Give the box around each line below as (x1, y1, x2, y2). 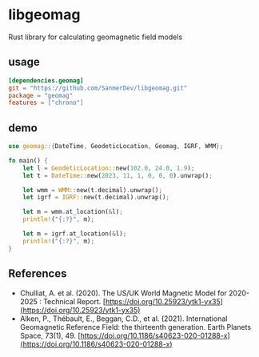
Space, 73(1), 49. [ (19, 331, 82, 340)
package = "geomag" (8, 91, 74, 99)
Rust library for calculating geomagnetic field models (8, 32, 183, 42)
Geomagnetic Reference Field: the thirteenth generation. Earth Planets (19, 322, 252, 331)
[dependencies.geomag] (8, 76, 84, 85)
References (8, 267, 67, 281)
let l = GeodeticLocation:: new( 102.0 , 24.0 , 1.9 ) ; (22, 164, 195, 172)
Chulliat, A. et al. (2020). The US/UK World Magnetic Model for (19, 288, 228, 298)
